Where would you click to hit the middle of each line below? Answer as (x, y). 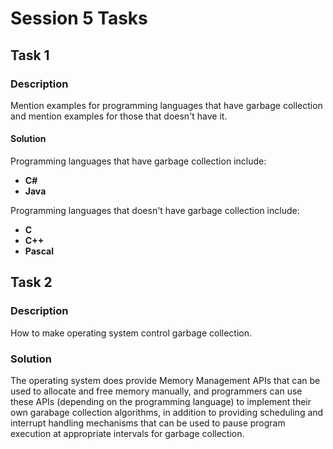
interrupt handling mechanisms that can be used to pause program (148, 423)
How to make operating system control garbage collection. (131, 333)
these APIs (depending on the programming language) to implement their (161, 402)
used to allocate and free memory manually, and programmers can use (156, 391)
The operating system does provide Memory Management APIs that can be (165, 381)
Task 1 (30, 55)
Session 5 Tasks (79, 18)
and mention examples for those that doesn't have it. (119, 116)
